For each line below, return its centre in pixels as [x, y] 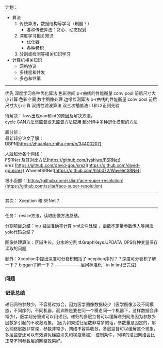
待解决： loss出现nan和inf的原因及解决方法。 [50, 116]
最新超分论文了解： [24, 138]
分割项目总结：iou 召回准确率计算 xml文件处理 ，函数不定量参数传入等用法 [79, 226]
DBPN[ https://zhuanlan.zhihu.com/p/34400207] [53, 144]
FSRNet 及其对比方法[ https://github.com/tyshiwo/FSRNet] [63, 160]
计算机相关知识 [27, 60]
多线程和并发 [32, 72]
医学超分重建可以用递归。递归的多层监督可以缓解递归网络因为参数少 [88, 317]
